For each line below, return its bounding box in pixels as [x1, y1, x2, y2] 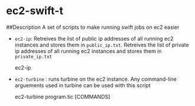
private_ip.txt [14, 54, 53, 59]
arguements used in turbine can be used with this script [14, 81, 151, 89]
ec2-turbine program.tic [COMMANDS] [14, 93, 110, 100]
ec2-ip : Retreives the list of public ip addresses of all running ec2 [14, 35, 174, 42]
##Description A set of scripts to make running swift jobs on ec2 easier [6, 24, 180, 31]
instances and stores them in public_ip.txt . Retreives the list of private [14, 41, 189, 48]
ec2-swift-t [6, 4, 64, 18]
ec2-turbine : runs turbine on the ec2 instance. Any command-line [14, 75, 177, 82]
